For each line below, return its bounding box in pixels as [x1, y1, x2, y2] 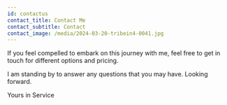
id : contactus [7, 10, 49, 17]
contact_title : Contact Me [7, 17, 86, 24]
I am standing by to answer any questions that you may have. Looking [7, 70, 208, 78]
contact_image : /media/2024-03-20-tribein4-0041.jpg [7, 29, 164, 37]
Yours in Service [7, 91, 54, 99]
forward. [7, 78, 32, 86]
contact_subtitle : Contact [7, 23, 86, 30]
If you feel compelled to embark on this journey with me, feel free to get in [7, 49, 221, 57]
